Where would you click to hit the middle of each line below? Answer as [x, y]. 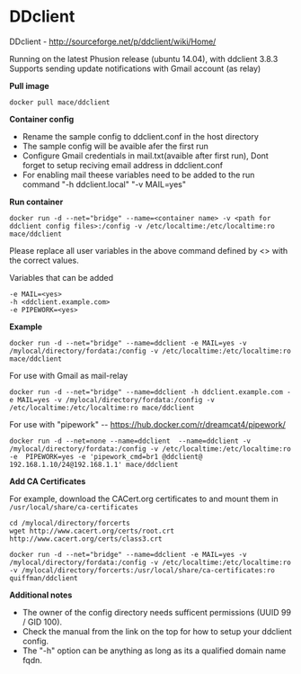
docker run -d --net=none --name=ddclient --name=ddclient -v [130, 441]
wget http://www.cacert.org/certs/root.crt [92, 531]
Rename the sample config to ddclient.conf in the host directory [140, 136]
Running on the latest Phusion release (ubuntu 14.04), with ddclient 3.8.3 [144, 58]
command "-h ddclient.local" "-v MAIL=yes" [104, 184]
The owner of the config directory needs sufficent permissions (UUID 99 [157, 612]
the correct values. [44, 260]
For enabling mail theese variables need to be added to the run [138, 175]
